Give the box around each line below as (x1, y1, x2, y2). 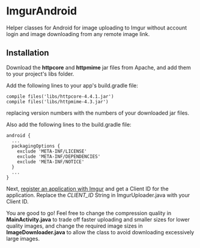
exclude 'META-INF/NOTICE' (17, 159, 85, 165)
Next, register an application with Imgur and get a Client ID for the (6, 185, 169, 192)
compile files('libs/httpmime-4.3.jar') (6, 98, 109, 104)
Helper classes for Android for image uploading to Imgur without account (6, 24, 187, 31)
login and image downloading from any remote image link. (6, 30, 150, 37)
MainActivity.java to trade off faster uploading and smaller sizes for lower (6, 216, 190, 223)
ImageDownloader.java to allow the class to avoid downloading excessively (6, 228, 195, 235)
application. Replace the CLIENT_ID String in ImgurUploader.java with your (6, 191, 190, 199)
